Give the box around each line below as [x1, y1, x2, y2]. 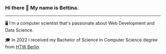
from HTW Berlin [5, 44, 40, 50]
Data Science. [5, 27, 34, 33]
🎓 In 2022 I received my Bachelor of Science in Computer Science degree [5, 37, 158, 43]
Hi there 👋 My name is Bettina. [5, 4, 79, 11]
